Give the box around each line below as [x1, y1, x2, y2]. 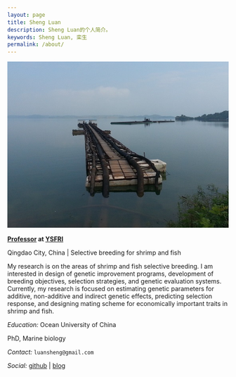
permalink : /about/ [7, 41, 65, 49]
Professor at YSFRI [7, 234, 64, 243]
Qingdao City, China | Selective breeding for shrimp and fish [7, 248, 181, 257]
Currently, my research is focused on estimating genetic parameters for [7, 284, 214, 293]
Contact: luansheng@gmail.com [7, 347, 94, 356]
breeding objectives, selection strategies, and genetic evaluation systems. [7, 276, 222, 285]
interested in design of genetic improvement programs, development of [7, 269, 214, 278]
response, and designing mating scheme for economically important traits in [7, 299, 228, 307]
